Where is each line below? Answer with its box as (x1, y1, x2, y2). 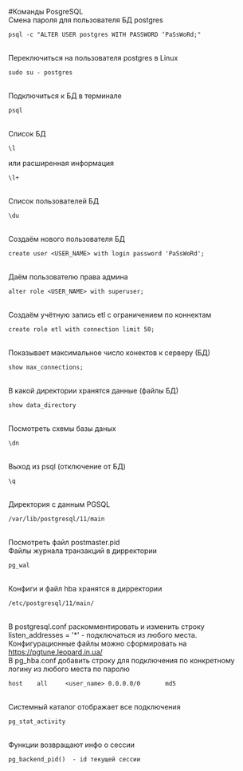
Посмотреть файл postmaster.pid (8, 538, 120, 547)
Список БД (8, 129, 46, 138)
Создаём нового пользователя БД (8, 235, 126, 243)
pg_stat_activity (8, 718, 66, 726)
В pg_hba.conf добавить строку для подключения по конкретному (8, 656, 235, 665)
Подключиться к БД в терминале (8, 91, 122, 101)
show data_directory (8, 401, 77, 409)
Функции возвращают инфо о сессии (8, 740, 135, 749)
